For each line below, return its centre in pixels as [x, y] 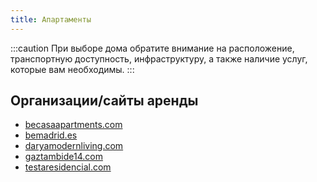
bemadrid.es [51, 135]
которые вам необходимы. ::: [72, 69]
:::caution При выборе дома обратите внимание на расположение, [152, 48]
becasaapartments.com [73, 125]
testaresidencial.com [68, 167]
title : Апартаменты [51, 19]
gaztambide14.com [63, 157]
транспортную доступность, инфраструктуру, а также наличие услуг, [159, 58]
